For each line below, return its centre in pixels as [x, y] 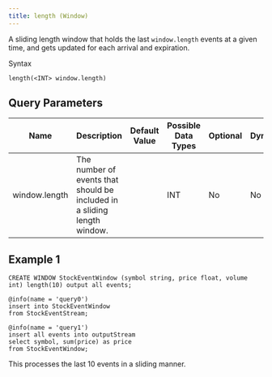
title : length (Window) [49, 16]
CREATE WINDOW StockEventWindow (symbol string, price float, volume [128, 278]
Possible [184, 126]
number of [96, 169]
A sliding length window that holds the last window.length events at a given [133, 39]
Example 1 [34, 259]
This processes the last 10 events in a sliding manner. [97, 364]
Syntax [20, 63]
